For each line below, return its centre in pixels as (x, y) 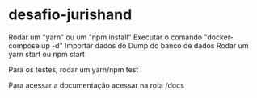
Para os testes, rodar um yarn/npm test (74, 69)
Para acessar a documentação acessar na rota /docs (96, 85)
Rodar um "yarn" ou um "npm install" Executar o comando (105, 37)
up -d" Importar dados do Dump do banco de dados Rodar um (145, 45)
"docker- (219, 37)
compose (24, 45)
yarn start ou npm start (46, 54)
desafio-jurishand (70, 15)
